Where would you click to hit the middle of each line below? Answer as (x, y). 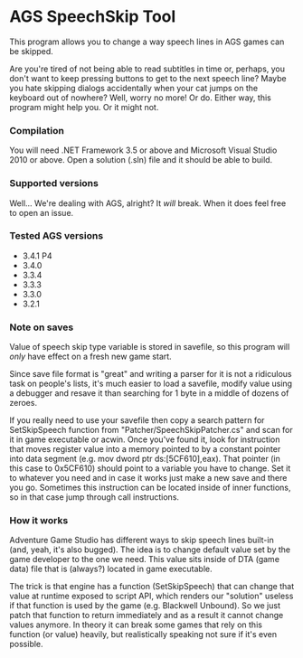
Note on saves (42, 327)
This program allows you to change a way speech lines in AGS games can (147, 42)
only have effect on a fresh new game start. (90, 357)
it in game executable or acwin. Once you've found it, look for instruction (145, 439)
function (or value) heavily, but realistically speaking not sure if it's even (143, 634)
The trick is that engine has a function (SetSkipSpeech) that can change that (152, 587)
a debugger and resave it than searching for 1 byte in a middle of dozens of (149, 393)
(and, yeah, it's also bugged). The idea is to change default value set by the (150, 550)
